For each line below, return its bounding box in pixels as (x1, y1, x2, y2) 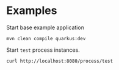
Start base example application (6, 24, 84, 31)
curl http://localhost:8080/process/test (6, 58, 114, 64)
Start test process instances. (6, 46, 81, 54)
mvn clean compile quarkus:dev (6, 35, 86, 41)
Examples (6, 4, 57, 18)
